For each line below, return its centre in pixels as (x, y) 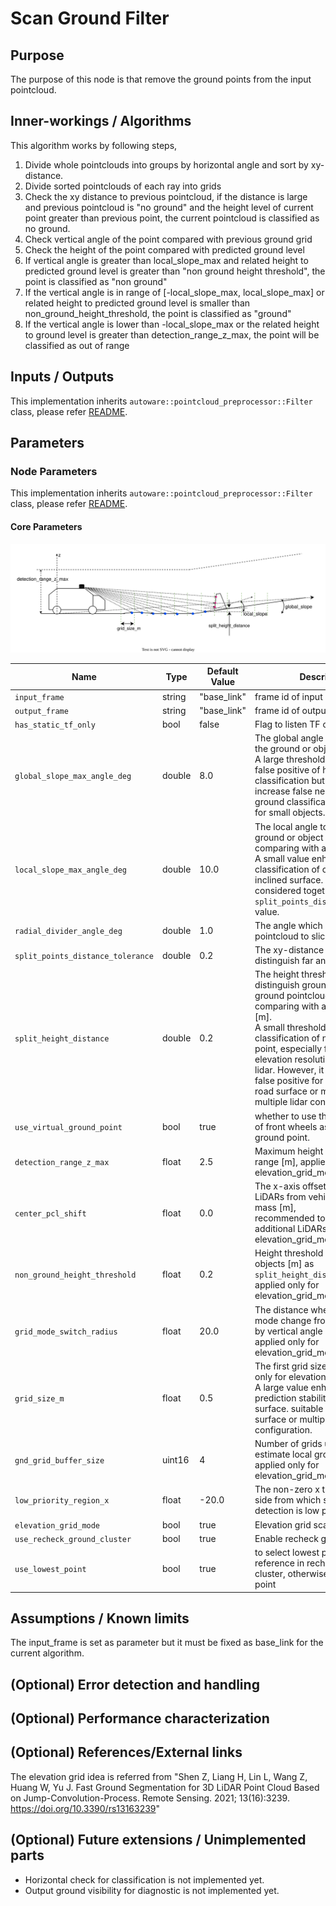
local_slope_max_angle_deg (70, 870)
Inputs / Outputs (62, 377)
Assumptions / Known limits (100, 1618)
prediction (275, 1398)
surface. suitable (289, 1408)
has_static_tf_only (55, 725)
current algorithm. (47, 1653)
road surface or (286, 1091)
